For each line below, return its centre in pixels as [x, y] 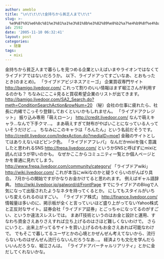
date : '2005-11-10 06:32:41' [35, 32]
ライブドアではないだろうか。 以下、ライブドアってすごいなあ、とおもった [80, 76]
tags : [10, 50]
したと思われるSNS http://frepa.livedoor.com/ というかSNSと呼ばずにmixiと [81, 148]
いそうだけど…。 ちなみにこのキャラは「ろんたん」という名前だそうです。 [80, 129]
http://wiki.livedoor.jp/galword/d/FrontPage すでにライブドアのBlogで [84, 185]
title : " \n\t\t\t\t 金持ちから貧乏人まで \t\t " [48, 14]
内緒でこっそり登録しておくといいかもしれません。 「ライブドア [78, 111]
